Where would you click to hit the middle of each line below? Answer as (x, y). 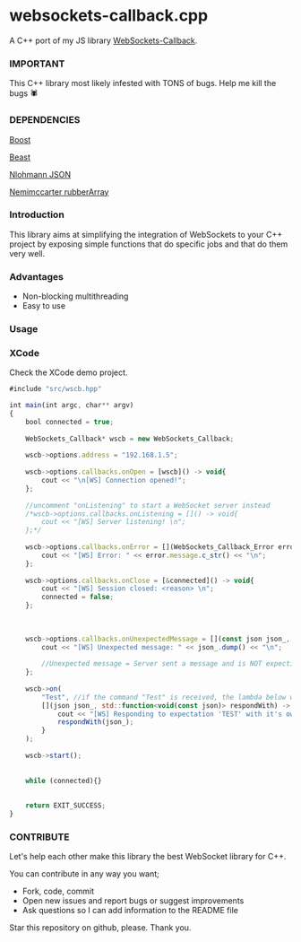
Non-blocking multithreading (75, 296)
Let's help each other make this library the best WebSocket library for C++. (148, 857)
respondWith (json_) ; (95, 722)
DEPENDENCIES (45, 120)
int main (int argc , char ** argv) (72, 406)
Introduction (37, 214)
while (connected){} (64, 781)
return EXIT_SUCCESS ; (65, 806)
